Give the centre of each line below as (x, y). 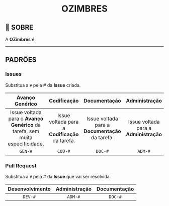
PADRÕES (21, 60)
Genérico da (26, 125)
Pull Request (21, 165)
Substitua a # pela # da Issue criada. (43, 85)
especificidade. (26, 144)
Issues (14, 74)
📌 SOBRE (19, 27)
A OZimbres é (20, 39)
